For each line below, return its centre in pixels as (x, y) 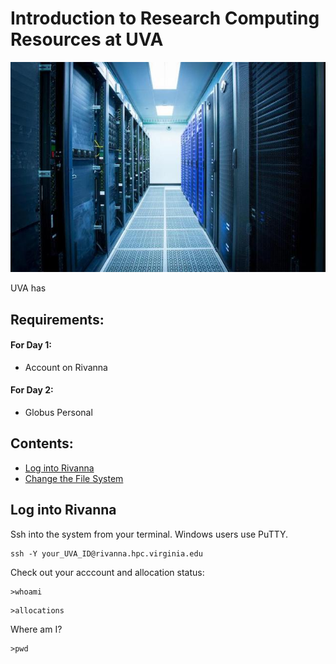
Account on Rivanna (66, 367)
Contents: (42, 443)
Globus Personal (58, 412)
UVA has (28, 288)
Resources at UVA (87, 39)
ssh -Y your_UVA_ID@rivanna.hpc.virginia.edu (106, 553)
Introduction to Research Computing (165, 18)
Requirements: (57, 319)
